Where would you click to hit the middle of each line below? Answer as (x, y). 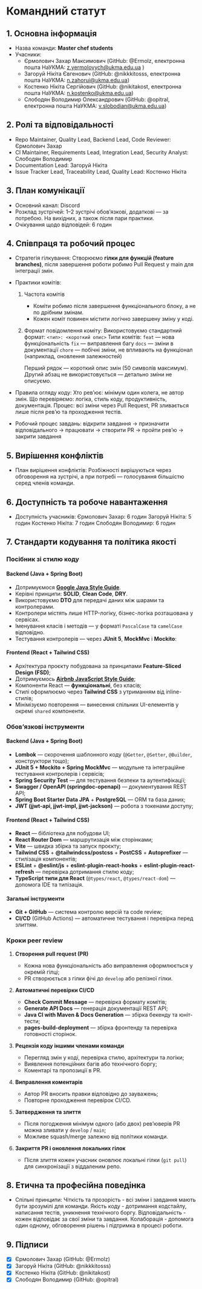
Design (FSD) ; (33, 672)
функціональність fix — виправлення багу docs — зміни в (99, 344)
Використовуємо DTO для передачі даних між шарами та (90, 600)
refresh (24, 872)
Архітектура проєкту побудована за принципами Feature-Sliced (98, 666)
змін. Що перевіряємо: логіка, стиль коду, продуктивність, (91, 399)
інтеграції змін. (34, 271)
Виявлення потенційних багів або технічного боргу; (90, 1064)
